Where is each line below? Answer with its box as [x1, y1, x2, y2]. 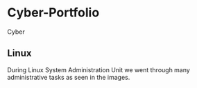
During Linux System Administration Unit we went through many [7, 65, 191, 74]
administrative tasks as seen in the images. [7, 73, 130, 81]
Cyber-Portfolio [7, 5, 100, 21]
